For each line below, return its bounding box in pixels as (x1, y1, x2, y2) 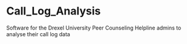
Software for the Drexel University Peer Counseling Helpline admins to (6, 24, 182, 31)
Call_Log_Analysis (6, 4, 101, 18)
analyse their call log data (6, 30, 71, 37)
